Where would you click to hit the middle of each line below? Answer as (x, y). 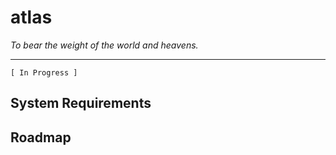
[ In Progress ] (44, 72)
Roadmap (41, 137)
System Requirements (81, 103)
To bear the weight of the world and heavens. (104, 45)
